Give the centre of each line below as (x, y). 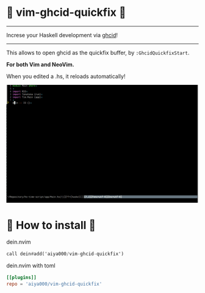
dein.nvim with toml (31, 266)
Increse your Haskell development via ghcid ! (62, 35)
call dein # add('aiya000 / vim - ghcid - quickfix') (65, 254)
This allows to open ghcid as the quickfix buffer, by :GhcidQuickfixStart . (98, 52)
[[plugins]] (21, 278)
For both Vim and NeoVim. (40, 64)
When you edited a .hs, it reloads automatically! (66, 76)
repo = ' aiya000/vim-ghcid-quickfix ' (54, 284)
